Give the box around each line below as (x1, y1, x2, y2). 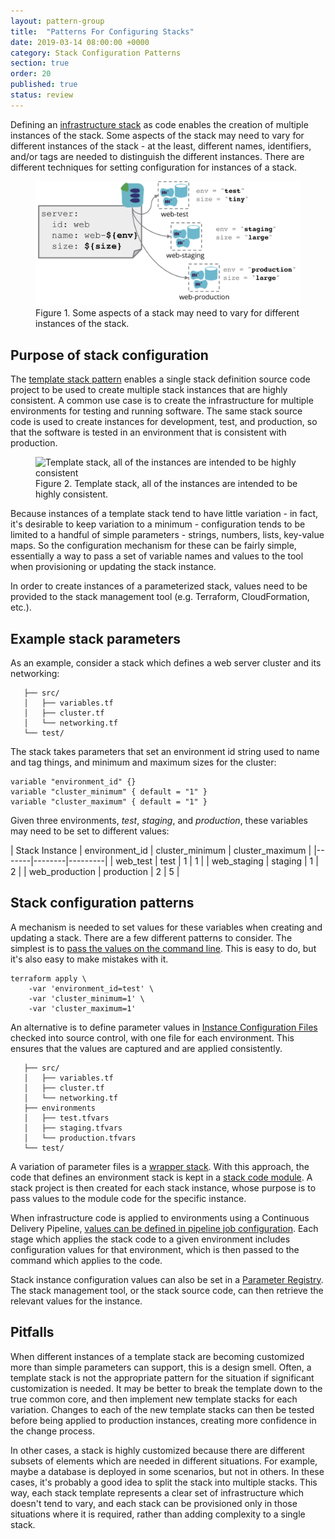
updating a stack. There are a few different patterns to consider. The (10, 931, 293, 944)
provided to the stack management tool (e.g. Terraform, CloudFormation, (10, 591, 310, 603)
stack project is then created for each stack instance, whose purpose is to (10, 1181, 317, 1194)
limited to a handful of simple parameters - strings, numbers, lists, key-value (10, 529, 325, 541)
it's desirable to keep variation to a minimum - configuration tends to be (10, 518, 306, 530)
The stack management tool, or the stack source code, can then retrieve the (10, 1284, 324, 1296)
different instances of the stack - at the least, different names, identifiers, (10, 140, 312, 152)
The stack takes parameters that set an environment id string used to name (10, 745, 320, 757)
